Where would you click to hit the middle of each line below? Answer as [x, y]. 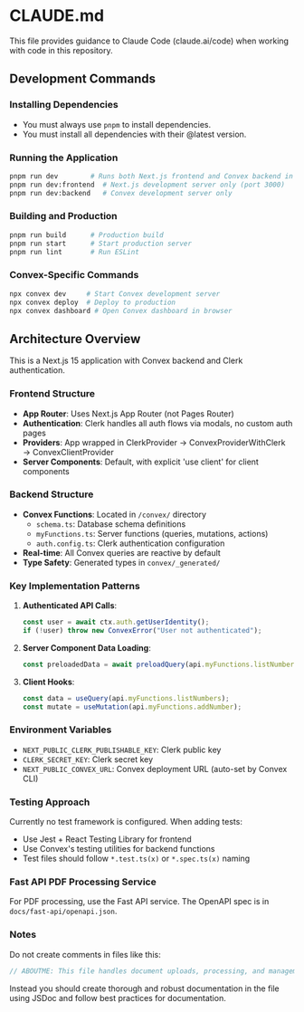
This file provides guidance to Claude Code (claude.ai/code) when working [149, 41]
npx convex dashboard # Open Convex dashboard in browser [121, 310]
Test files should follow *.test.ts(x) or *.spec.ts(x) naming [136, 859]
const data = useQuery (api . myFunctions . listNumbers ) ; [126, 698]
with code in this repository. [61, 50]
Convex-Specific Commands [74, 275]
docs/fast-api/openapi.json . [63, 912]
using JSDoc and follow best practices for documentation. [118, 998]
